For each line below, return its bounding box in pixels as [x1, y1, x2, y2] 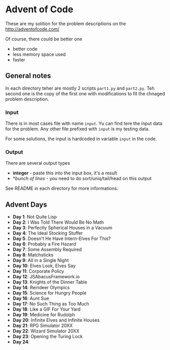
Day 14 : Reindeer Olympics [12, 285, 70, 291]
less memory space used [12, 51, 66, 57]
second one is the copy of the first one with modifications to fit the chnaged [5, 91, 165, 97]
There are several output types [5, 160, 70, 166]
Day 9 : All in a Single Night [12, 257, 69, 264]
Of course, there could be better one [5, 36, 83, 42]
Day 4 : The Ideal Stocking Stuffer [12, 230, 83, 236]
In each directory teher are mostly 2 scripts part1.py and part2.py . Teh [5, 85, 155, 91]
